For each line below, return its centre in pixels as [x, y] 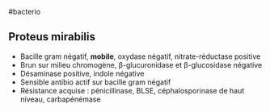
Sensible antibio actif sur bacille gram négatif [95, 82]
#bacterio [25, 12]
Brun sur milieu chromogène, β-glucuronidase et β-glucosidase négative [141, 64]
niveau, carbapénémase [60, 99]
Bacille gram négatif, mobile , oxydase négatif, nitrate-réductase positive [140, 56]
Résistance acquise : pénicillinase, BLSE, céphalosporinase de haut [132, 90]
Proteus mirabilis [52, 37]
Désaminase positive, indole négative [82, 73]
